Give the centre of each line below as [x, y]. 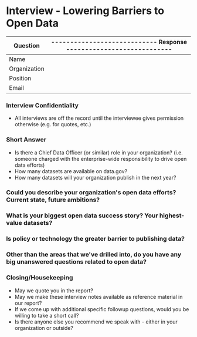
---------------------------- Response [119, 42]
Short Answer [26, 140]
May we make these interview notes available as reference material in [98, 296]
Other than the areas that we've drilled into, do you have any [94, 255]
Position [20, 78]
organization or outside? [44, 328]
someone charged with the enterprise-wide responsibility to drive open [101, 159]
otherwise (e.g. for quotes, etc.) [53, 124]
